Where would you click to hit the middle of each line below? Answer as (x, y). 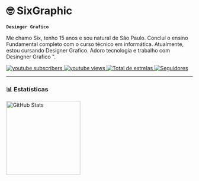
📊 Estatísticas (27, 89)
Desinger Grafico (28, 27)
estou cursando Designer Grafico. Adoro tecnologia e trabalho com (88, 50)
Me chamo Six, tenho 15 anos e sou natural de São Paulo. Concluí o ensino (97, 38)
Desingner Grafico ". (31, 57)
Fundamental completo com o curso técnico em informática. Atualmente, (95, 44)
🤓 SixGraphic (39, 11)
